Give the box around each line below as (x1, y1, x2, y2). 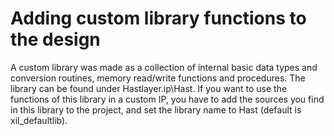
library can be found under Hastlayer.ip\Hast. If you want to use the (10, 82, 288, 94)
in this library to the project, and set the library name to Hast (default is (10, 103, 302, 116)
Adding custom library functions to (10, 7, 307, 30)
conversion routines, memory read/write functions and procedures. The (10, 72, 306, 84)
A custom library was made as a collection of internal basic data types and (10, 61, 318, 73)
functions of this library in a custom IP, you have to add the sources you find (10, 93, 325, 105)
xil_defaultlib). (10, 114, 68, 126)
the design (10, 28, 101, 51)
